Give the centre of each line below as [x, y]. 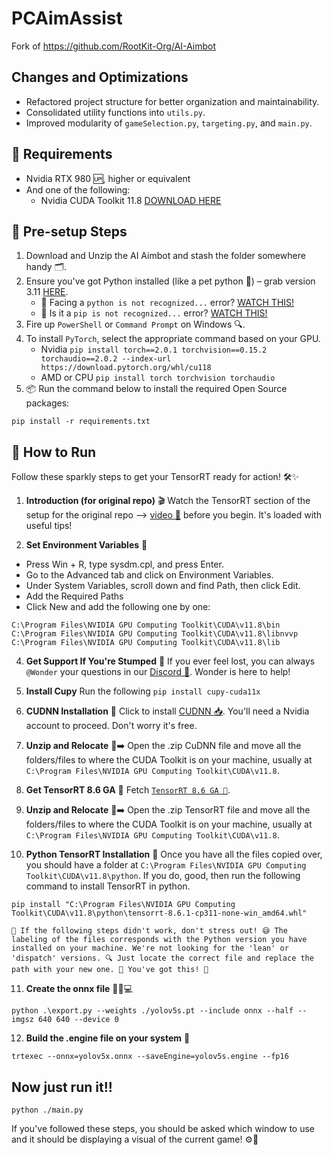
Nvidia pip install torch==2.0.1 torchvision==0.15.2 [154, 349]
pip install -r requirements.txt [81, 422]
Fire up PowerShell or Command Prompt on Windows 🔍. [135, 324]
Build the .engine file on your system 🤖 [108, 1038]
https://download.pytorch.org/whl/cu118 [126, 368]
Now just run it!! [62, 1087]
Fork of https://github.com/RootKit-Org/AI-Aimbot [113, 46]
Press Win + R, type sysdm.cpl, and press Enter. [124, 564]
